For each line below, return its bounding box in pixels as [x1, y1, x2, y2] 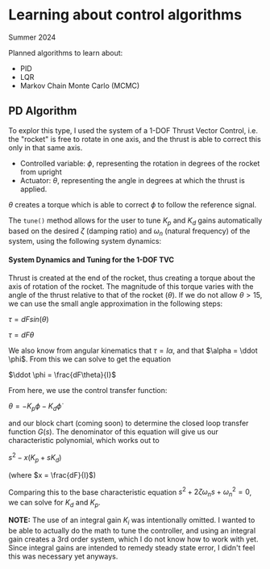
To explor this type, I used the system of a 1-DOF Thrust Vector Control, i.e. [8, 125, 259, 135]
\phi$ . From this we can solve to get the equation [8, 354, 172, 364]
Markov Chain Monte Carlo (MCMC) [19, 81, 140, 90]
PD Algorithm [8, 104, 77, 118]
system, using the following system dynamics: [8, 236, 162, 246]
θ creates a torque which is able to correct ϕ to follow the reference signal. [8, 199, 257, 209]
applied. [19, 184, 48, 194]
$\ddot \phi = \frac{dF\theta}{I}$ [8, 370, 117, 379]
